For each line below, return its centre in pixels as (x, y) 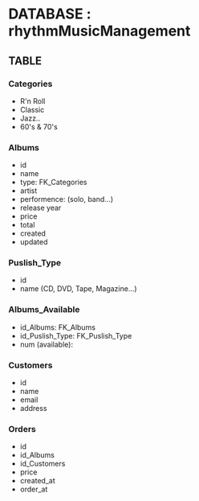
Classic (32, 109)
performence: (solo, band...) (67, 199)
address (33, 409)
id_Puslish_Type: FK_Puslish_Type (76, 335)
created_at (37, 481)
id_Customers (43, 464)
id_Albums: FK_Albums (58, 327)
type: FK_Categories (53, 183)
